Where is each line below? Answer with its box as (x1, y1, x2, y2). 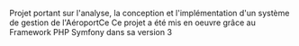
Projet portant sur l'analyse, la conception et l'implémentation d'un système (9, 8, 290, 18)
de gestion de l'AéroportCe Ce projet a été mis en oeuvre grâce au (9, 17, 257, 28)
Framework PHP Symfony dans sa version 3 (9, 27, 173, 37)
